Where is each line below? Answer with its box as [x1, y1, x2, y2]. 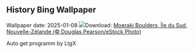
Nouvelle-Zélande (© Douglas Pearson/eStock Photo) [6, 28, 142, 35]
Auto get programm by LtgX [6, 39, 76, 47]
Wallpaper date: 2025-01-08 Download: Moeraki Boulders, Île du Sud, [6, 21, 188, 29]
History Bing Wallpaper [6, 5, 96, 15]
